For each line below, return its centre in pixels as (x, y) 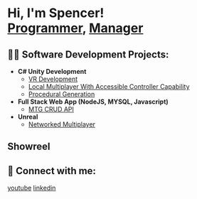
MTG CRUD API (51, 109)
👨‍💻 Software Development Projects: (88, 54)
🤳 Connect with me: (52, 171)
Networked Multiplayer (62, 124)
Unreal (28, 117)
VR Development (53, 79)
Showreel (29, 147)
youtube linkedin (32, 188)
